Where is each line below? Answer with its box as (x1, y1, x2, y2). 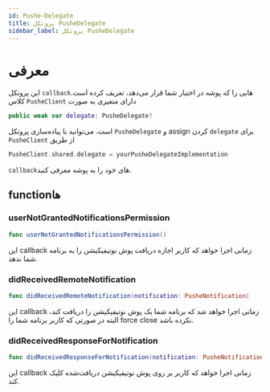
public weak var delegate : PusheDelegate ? (8, 112, 153, 120)
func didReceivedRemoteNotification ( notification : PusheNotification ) (8, 292, 250, 300)
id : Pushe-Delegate (8, 11, 74, 20)
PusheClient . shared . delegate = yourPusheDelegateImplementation (8, 150, 228, 159)
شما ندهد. (8, 254, 39, 263)
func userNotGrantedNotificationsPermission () (8, 231, 167, 239)
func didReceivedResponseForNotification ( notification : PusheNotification (8, 353, 264, 361)
